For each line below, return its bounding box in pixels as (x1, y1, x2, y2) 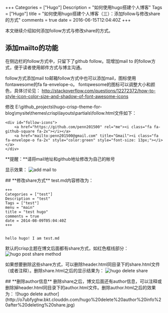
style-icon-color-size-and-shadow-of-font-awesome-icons (5, 93, 129, 99)
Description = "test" (5, 196, 51, 201)
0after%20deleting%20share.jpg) (5, 301, 75, 308)
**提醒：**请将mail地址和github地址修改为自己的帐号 (5, 155, 115, 162)
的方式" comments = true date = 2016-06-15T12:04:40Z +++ (5, 17, 131, 23)
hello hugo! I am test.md (5, 236, 59, 241)
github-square (5, 129, 35, 134)
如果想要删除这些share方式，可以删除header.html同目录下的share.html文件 (5, 261, 160, 267)
